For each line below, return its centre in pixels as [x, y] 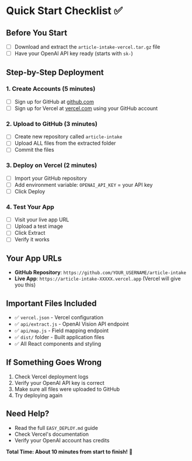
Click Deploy [30, 191]
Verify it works [32, 240]
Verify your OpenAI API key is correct [59, 383]
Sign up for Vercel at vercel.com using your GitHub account [86, 108]
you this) [25, 285]
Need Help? [28, 414]
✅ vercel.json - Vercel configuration [59, 317]
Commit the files [34, 150]
